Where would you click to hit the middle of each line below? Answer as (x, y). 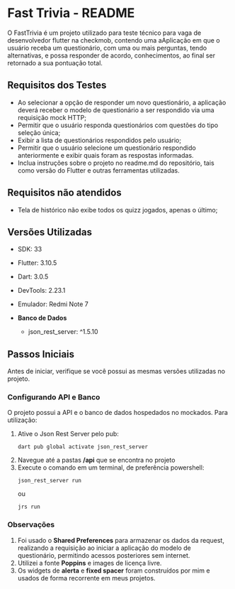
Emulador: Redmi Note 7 (53, 304)
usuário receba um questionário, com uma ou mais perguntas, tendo (107, 48)
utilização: (22, 420)
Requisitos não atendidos (64, 193)
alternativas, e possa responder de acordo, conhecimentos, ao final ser (111, 55)
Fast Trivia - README (71, 13)
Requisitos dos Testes (57, 86)
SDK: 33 (30, 249)
